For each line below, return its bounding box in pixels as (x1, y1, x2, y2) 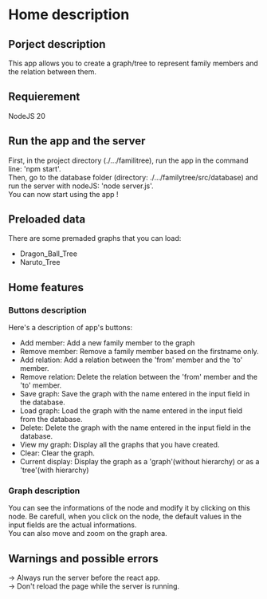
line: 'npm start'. (8, 164, 61, 173)
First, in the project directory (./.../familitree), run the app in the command (8, 156, 249, 165)
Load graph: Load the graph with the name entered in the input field (19, 406, 243, 416)
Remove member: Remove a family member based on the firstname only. (19, 347, 259, 357)
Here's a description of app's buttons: (8, 323, 133, 333)
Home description (8, 6, 130, 24)
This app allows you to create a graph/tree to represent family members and (8, 58, 259, 68)
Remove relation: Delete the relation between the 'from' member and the (19, 372, 257, 382)
